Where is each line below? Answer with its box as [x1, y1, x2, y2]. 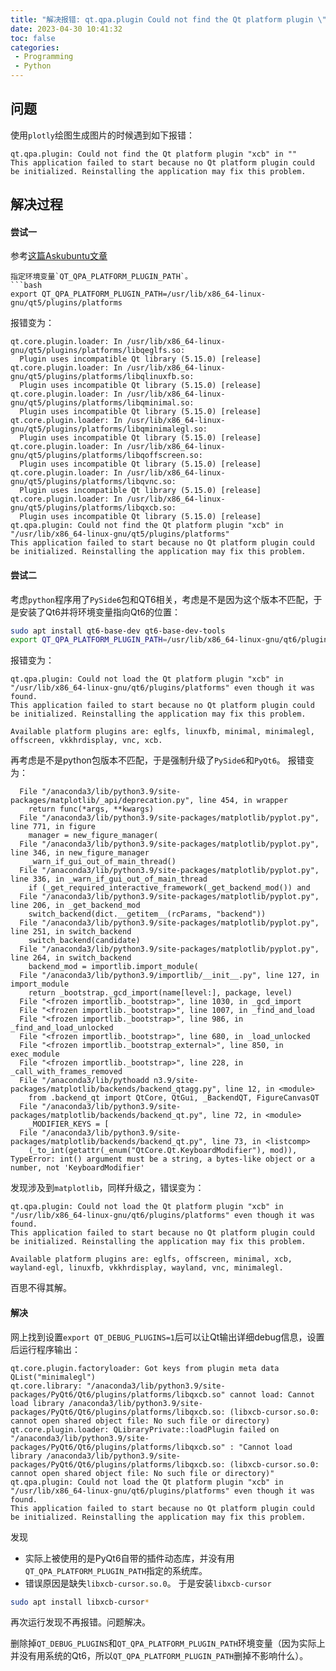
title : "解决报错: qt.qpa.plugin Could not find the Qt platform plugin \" [10, 14, 327, 25]
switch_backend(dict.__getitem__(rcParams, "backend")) [28, 909, 267, 920]
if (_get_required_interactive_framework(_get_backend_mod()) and [28, 883, 311, 893]
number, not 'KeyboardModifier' [10, 1163, 145, 1173]
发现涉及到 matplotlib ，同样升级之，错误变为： [10, 1182, 205, 1194]
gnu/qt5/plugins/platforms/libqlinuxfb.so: [10, 372, 195, 382]
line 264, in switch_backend [10, 953, 132, 963]
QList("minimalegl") [10, 1372, 97, 1382]
